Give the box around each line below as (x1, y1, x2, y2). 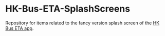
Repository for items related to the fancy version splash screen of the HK (5, 20, 160, 26)
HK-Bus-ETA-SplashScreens (5, 3, 130, 15)
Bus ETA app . (5, 25, 34, 31)
